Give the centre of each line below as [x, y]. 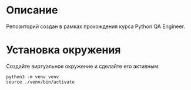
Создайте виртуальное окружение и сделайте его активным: [83, 66]
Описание [32, 10]
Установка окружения [63, 50]
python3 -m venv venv [33, 77]
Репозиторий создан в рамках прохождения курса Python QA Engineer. [96, 26]
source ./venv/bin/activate [41, 82]
